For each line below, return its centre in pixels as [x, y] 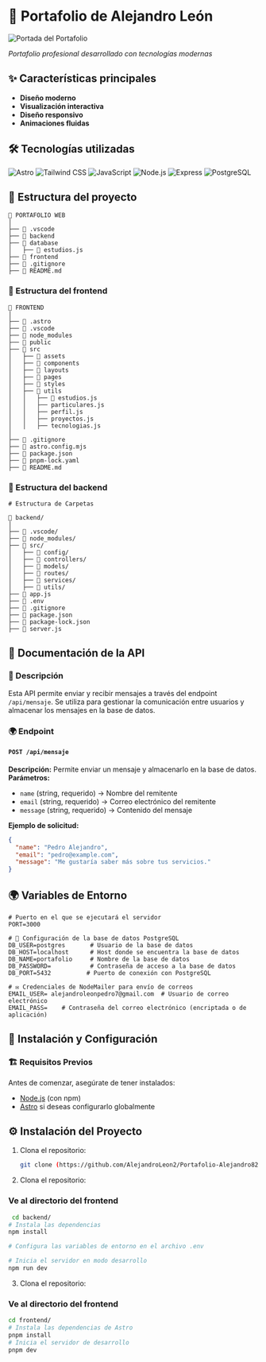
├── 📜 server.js [35, 629]
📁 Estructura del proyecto [73, 197]
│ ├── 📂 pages [35, 377]
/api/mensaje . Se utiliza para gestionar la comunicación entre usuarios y [126, 702]
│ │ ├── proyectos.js [51, 419]
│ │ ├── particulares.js [56, 404]
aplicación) [28, 1015]
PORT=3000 [25, 924]
